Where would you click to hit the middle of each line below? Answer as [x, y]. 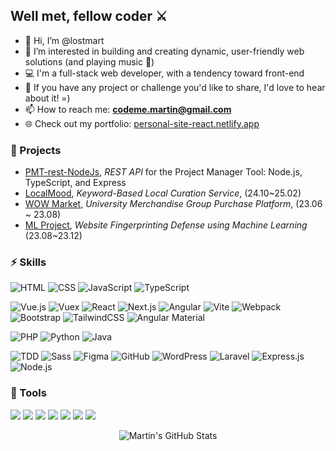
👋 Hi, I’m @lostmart [64, 40]
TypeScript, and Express [75, 183]
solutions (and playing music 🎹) [89, 61]
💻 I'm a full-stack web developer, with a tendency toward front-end [164, 73]
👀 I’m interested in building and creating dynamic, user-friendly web [164, 51]
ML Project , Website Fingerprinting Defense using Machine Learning [166, 225]
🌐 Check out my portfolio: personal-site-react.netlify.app [142, 123]
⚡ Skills [28, 262]
